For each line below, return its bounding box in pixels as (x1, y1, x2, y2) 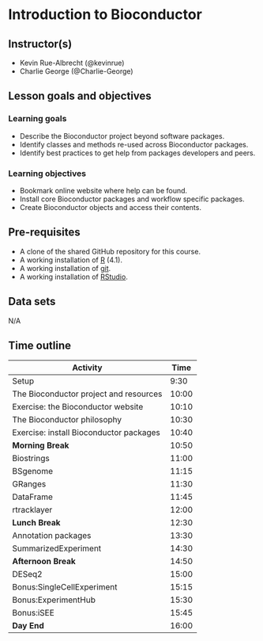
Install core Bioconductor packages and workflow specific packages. (19, 194, 245, 204)
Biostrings (12, 453, 50, 464)
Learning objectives (8, 168, 87, 179)
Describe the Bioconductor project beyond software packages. (19, 131, 225, 140)
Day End (12, 620, 45, 631)
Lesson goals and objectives (8, 90, 152, 103)
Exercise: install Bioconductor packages (12, 427, 160, 438)
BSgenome (12, 466, 54, 477)
